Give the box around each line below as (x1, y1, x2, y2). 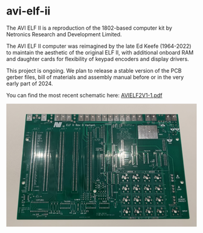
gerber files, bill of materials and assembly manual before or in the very (6, 73, 184, 80)
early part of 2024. (6, 80, 53, 87)
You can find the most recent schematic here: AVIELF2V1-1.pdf (6, 91, 163, 99)
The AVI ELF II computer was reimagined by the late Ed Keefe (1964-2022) (6, 42, 192, 50)
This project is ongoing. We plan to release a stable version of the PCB (6, 67, 182, 74)
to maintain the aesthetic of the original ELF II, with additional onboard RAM (6, 48, 194, 56)
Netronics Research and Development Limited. (6, 30, 122, 38)
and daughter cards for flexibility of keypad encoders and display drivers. (6, 55, 189, 62)
